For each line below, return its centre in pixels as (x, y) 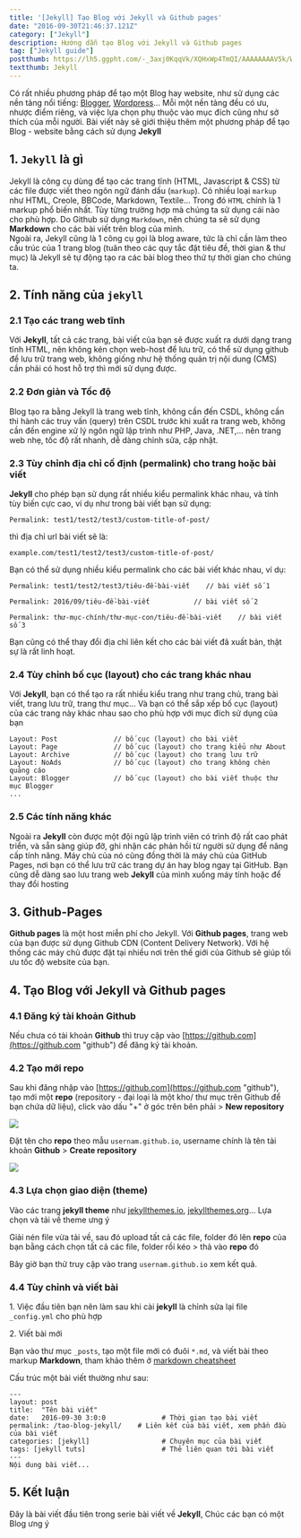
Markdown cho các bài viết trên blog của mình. (97, 229)
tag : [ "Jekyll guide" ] (52, 51)
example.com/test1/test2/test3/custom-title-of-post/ (112, 552)
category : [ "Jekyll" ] (50, 34)
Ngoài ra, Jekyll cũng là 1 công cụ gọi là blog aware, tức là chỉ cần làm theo (148, 238)
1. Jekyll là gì (46, 159)
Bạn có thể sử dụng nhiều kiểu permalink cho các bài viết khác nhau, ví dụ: (148, 569)
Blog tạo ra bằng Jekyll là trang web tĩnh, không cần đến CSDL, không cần (147, 411)
